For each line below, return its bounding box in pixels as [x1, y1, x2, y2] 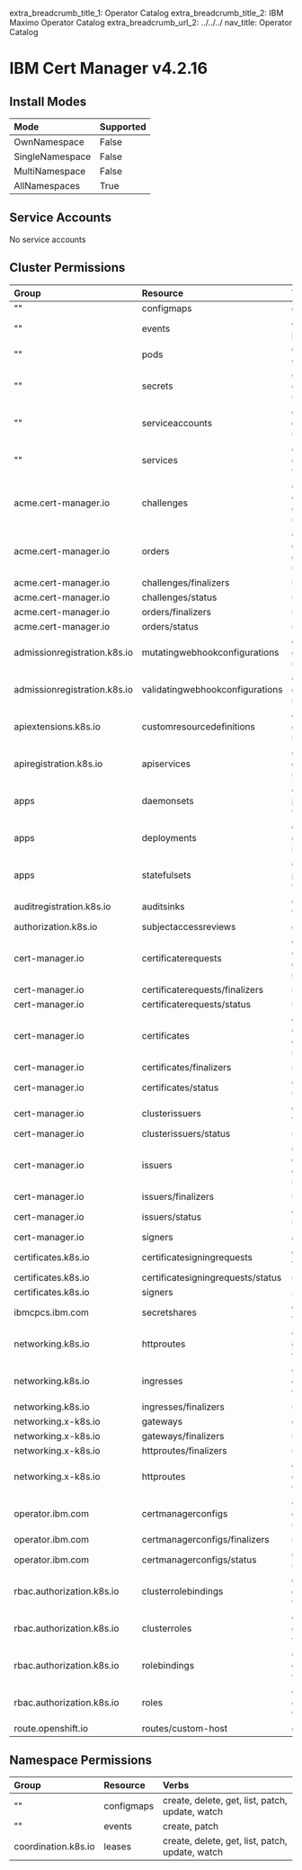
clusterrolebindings [141, 1585, 224, 1597]
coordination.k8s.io [13, 1840, 96, 1853]
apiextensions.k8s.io [13, 720, 102, 732]
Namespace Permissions [9, 1753, 153, 1768]
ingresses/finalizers [141, 1400, 225, 1413]
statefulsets [141, 868, 191, 881]
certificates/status [141, 1081, 219, 1094]
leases [103, 1840, 132, 1853]
